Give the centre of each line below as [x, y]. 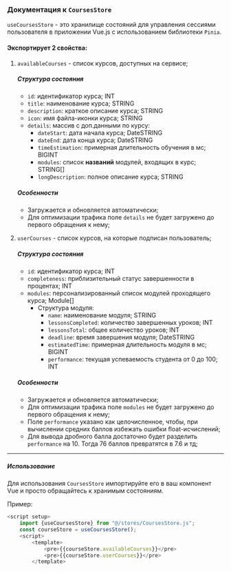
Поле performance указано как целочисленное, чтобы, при [112, 422]
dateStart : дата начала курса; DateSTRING [100, 133]
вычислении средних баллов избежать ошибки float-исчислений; [124, 429]
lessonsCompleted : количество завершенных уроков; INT [130, 323]
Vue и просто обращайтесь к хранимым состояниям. [85, 491]
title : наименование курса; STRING [81, 103]
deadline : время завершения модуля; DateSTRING [121, 337]
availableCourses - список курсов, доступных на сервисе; [102, 63]
